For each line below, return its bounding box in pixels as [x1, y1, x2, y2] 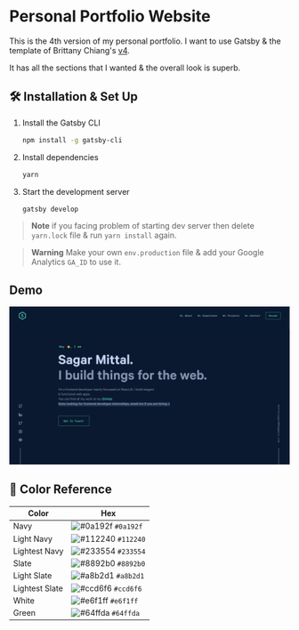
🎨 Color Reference [9, 482, 113, 497]
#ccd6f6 [114, 585, 142, 594]
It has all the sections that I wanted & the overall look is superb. [9, 62, 241, 73]
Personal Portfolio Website [9, 6, 211, 27]
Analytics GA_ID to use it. [30, 256, 122, 268]
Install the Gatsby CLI [21, 117, 101, 128]
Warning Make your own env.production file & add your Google [30, 247, 264, 258]
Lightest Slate [12, 583, 64, 594]
